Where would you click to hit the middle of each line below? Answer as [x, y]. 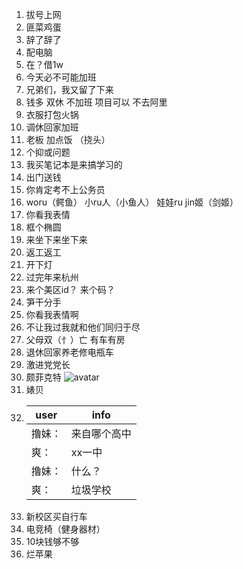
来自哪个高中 [101, 433]
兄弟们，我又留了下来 [69, 89]
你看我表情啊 [52, 314]
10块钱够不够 [52, 541]
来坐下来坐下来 [56, 239]
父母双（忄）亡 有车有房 [75, 339]
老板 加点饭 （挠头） [68, 139]
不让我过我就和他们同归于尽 [83, 327]
